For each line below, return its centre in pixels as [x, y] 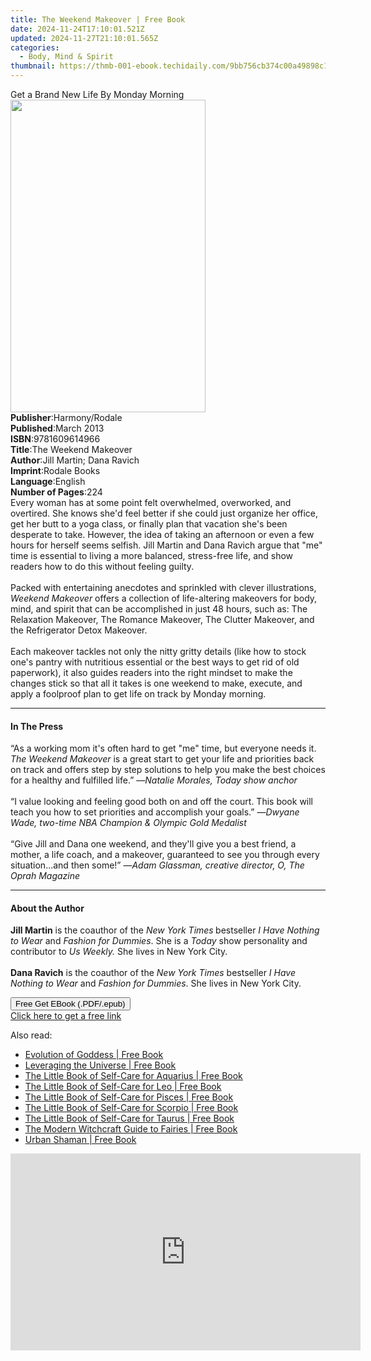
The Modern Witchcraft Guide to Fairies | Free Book [131, 1129]
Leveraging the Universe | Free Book [100, 1065]
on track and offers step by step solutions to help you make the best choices [168, 770]
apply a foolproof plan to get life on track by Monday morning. [138, 694]
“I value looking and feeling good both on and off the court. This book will [162, 802]
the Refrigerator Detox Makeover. [79, 630]
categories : [35, 47]
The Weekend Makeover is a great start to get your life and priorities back [162, 759]
